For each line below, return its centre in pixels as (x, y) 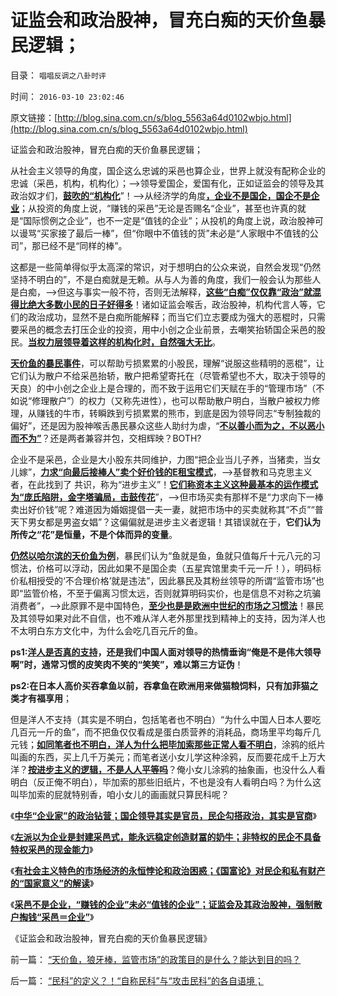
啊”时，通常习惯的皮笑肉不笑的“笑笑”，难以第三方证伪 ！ (127, 664)
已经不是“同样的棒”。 (84, 245)
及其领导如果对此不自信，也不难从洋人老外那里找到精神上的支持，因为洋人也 (168, 618)
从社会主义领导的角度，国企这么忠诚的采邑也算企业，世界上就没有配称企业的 (168, 170)
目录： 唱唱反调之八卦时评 (58, 75)
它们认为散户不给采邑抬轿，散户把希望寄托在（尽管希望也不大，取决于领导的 (168, 375)
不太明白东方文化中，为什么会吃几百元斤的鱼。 (106, 630)
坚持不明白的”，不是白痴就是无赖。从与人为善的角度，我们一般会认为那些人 (166, 279)
